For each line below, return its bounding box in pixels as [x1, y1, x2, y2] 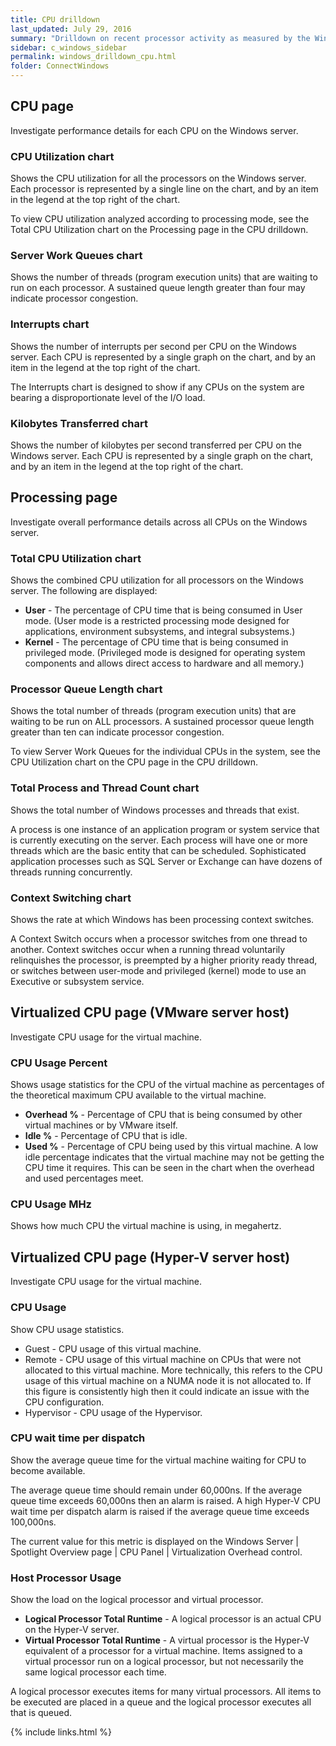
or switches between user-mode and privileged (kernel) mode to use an [10, 965, 307, 976]
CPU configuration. [24, 1396, 105, 1408]
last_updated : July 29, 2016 [10, 24, 132, 34]
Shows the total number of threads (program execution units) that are [10, 705, 297, 717]
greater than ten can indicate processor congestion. [10, 726, 225, 738]
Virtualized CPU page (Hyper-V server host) [10, 1249, 291, 1266]
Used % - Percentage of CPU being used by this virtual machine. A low [24, 1141, 319, 1153]
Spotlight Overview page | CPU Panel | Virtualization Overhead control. [10, 1546, 303, 1558]
